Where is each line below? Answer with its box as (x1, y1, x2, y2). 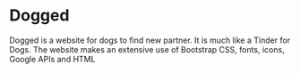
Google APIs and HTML (9, 53, 96, 64)
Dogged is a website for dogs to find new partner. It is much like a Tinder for (9, 35, 291, 45)
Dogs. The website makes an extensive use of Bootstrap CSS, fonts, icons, (9, 44, 285, 54)
